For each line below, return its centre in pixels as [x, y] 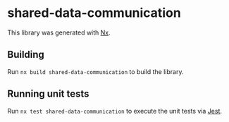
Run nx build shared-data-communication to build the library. [95, 71]
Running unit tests [48, 94]
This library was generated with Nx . [59, 32]
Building [26, 55]
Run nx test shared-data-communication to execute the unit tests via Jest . [115, 111]
